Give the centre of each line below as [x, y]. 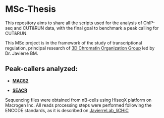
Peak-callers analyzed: [41, 69]
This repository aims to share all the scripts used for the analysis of [74, 23]
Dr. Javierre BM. [22, 53]
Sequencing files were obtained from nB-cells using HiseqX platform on [79, 100]
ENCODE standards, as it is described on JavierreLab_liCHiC [67, 110]
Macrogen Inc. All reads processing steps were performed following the [79, 105]
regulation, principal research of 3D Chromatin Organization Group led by [80, 48]
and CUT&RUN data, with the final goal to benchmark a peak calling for [86, 28]
